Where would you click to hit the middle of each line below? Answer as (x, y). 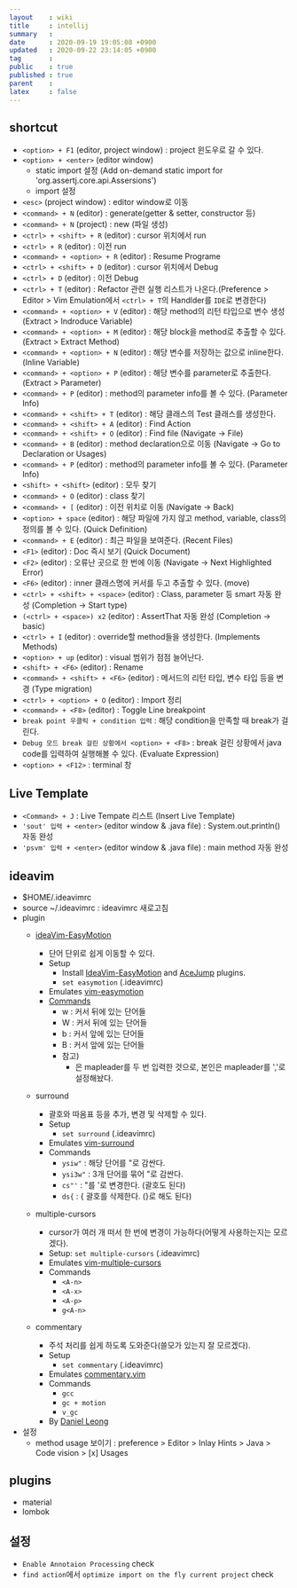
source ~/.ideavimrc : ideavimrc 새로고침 (95, 908)
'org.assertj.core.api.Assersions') (96, 181)
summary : (31, 34)
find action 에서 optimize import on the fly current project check (148, 1574)
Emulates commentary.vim (97, 1374)
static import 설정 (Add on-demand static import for (129, 170)
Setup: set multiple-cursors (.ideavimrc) (124, 1253)
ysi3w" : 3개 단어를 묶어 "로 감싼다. (122, 1174)
